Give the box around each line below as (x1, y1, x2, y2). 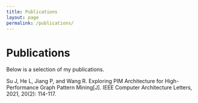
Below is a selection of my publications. (6, 66, 105, 73)
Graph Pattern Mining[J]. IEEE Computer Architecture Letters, (40, 84, 193, 91)
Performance (6, 84, 39, 91)
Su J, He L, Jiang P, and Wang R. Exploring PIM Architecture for (6, 78, 164, 85)
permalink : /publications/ (6, 20, 74, 26)
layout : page (6, 14, 39, 20)
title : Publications (6, 8, 58, 15)
